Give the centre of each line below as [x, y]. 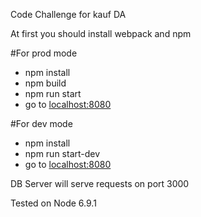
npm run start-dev [62, 153]
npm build [45, 83]
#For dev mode [41, 123]
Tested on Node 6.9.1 [53, 203]
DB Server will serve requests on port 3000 [100, 183]
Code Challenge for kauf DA [68, 14]
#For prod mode [44, 53]
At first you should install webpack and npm [101, 33]
